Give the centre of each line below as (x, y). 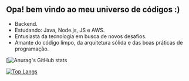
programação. (32, 49)
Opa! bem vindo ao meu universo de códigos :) (93, 10)
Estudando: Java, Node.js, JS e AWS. (60, 30)
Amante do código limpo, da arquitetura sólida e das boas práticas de (99, 42)
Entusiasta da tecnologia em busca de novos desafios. (80, 36)
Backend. (26, 23)
